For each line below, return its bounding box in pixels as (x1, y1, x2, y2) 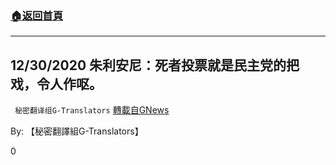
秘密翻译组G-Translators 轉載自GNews (14, 104, 170, 116)
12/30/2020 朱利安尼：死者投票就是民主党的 (10, 57, 287, 74)
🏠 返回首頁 (10, 8, 64, 22)
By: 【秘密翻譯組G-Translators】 (10, 125, 144, 137)
